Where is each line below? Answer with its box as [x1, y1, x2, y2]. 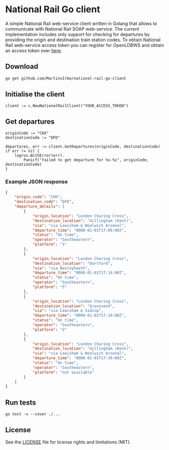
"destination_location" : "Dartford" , [32, 261, 113, 266]
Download [5, 62, 38, 71]
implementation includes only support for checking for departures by [5, 31, 150, 37]
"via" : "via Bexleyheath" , [32, 266, 90, 271]
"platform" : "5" [32, 284, 67, 290]
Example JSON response [5, 178, 68, 186]
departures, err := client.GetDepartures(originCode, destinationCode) [5, 144, 160, 149]
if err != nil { [5, 149, 40, 154]
